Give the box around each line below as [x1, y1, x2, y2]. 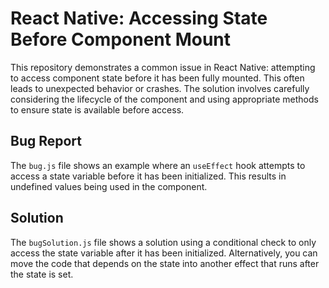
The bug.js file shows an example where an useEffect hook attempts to [10, 159, 306, 171]
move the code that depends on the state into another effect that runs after [10, 257, 320, 269]
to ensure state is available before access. [10, 103, 185, 116]
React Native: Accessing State [10, 7, 268, 30]
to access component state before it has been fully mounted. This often [10, 72, 305, 84]
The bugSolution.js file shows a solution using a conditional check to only [10, 236, 317, 248]
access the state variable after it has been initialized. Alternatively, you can [10, 247, 318, 259]
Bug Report [10, 133, 83, 150]
